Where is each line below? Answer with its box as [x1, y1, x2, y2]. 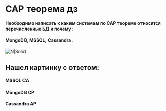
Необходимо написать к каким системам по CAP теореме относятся [5, 20, 161, 26]
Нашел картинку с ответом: [5, 63, 100, 72]
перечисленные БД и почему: [5, 25, 73, 32]
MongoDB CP [5, 89, 34, 95]
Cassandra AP [5, 101, 37, 107]
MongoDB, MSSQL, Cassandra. [5, 37, 73, 43]
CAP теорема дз [5, 3, 78, 15]
